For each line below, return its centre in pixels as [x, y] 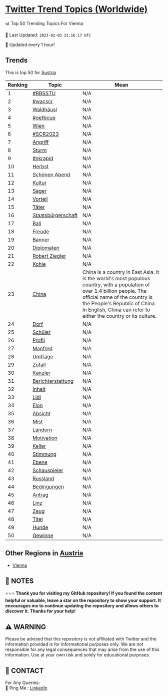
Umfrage [43, 356]
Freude [41, 231]
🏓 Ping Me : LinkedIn [26, 688]
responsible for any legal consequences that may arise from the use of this [82, 649]
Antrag [40, 495]
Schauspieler [48, 470]
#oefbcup [44, 118]
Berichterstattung [53, 381]
